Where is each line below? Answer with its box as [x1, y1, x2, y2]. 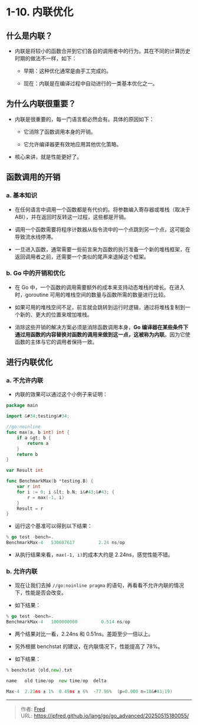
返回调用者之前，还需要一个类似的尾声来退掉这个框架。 [14, 253, 149, 260]
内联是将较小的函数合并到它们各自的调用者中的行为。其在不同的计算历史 [14, 48, 190, 54]
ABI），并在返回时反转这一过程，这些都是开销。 [14, 213, 130, 220]
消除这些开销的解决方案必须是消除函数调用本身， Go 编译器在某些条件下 [14, 323, 189, 330]
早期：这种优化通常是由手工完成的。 [23, 67, 112, 74]
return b [16, 451, 38, 457]
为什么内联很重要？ [6, 99, 76, 109]
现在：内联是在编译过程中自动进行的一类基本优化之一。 [23, 80, 158, 87]
